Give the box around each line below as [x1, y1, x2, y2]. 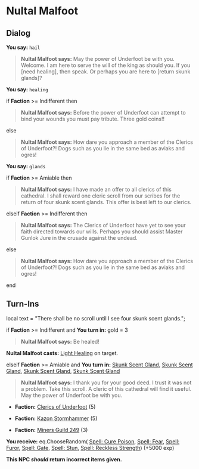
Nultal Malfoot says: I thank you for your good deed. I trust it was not [20, 379, 192, 386]
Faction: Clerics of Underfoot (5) [14, 403, 96, 410]
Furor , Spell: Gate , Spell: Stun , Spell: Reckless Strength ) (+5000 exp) [6, 444, 175, 451]
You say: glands [6, 163, 46, 169]
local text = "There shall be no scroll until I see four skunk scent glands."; [6, 314, 186, 322]
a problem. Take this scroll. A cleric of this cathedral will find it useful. [20, 385, 192, 392]
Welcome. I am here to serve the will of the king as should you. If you [20, 61, 191, 69]
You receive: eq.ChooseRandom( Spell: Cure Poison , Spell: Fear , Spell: [6, 437, 180, 445]
